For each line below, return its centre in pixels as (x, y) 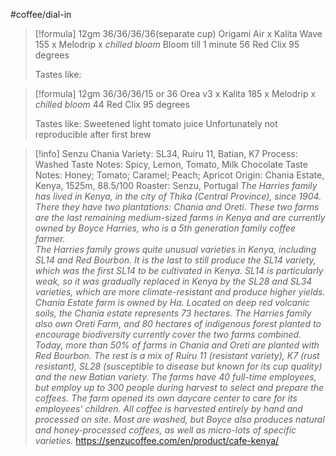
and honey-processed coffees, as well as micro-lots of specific (165, 430)
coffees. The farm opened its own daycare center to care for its (166, 398)
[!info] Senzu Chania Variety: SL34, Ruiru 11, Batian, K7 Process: (166, 153)
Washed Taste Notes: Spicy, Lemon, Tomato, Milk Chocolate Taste (171, 164)
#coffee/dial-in (41, 14)
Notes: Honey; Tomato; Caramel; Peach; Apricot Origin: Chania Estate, (179, 175)
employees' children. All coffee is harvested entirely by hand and (168, 408)
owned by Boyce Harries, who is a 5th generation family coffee (165, 228)
